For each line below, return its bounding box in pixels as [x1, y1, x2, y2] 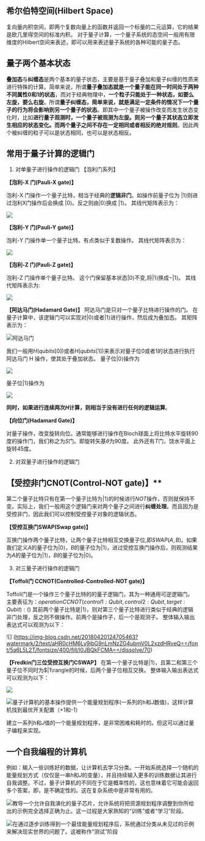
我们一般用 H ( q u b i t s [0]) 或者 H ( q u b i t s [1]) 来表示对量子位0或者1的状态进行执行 [6, 348, 195, 355]
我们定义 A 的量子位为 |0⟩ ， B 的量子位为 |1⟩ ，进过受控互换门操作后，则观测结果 [6, 544, 198, 552]
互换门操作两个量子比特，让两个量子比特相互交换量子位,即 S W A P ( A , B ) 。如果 [6, 536, 198, 544]
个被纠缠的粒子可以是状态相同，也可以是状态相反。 [6, 129, 135, 136]
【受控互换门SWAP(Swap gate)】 [6, 523, 92, 531]
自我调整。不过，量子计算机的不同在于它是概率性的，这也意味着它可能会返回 [6, 779, 199, 787]
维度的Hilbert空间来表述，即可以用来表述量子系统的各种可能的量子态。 [6, 38, 184, 46]
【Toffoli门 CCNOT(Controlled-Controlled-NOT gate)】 [6, 578, 148, 585]
